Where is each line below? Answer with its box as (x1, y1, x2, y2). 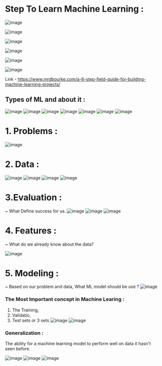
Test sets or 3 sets (12, 317, 50, 323)
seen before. (5, 346, 31, 352)
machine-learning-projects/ (5, 81, 61, 87)
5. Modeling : (5, 268, 59, 279)
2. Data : (5, 158, 39, 170)
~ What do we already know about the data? (5, 241, 94, 247)
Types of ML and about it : (5, 96, 86, 104)
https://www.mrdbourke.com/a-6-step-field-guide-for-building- (18, 76, 146, 82)
